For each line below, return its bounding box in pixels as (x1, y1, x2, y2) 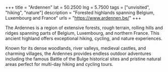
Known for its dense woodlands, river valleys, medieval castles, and (5, 45, 146, 51)
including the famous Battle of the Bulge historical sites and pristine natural (5, 56, 161, 62)
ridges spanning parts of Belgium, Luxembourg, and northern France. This (5, 30, 160, 36)
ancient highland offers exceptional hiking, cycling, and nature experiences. (5, 35, 162, 41)
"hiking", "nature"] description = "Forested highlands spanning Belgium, (5, 10, 155, 16)
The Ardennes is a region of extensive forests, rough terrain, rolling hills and (5, 25, 163, 31)
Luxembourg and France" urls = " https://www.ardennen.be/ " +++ (5, 15, 141, 21)
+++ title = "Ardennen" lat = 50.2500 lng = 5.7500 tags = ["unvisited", (5, 5, 150, 10)
